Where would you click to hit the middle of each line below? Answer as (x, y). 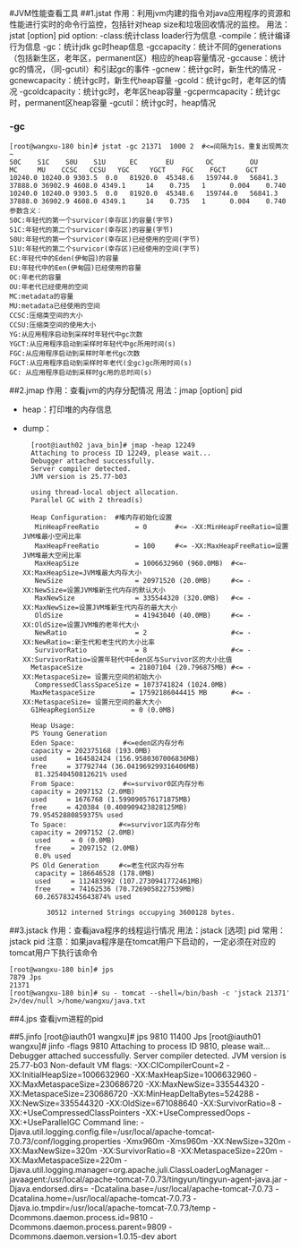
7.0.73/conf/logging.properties (65, 1142)
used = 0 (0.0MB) (75, 841)
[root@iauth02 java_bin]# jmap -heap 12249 (113, 446)
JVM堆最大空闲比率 (52, 556)
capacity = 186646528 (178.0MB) (95, 874)
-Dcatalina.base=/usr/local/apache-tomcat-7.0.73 (182, 1189)
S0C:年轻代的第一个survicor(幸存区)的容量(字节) (91, 221)
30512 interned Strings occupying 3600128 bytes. (141, 913)
